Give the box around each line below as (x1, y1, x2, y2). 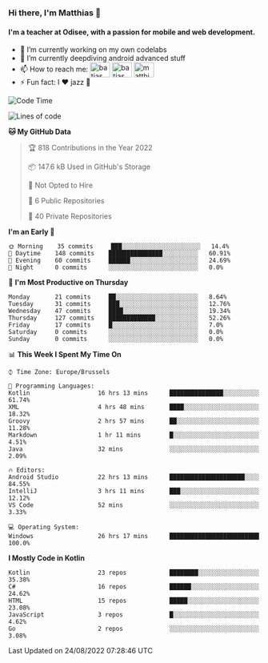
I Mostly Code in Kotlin (8, 553, 86, 563)
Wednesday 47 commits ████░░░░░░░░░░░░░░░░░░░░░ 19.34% (8, 307, 230, 315)
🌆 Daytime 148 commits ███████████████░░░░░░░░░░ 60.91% (8, 250, 230, 258)
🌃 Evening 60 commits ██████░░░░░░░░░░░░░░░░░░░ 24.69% (8, 256, 230, 265)
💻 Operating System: (8, 524, 80, 532)
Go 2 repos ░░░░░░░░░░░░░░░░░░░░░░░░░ (8, 625, 260, 633)
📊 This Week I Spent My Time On (8, 350, 122, 360)
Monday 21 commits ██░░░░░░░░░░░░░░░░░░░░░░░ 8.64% (8, 293, 227, 301)
